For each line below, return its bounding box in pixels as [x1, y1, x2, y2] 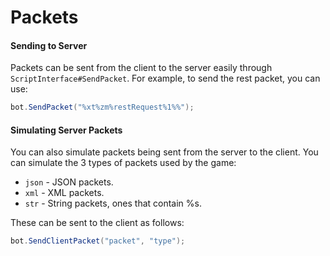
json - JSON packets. [24, 176, 114, 188]
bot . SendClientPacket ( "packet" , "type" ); [10, 236, 186, 246]
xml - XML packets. [24, 187, 105, 199]
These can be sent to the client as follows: [10, 217, 185, 229]
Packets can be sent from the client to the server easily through [10, 62, 273, 74]
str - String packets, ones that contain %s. [24, 197, 202, 210]
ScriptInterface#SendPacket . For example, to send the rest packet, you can [10, 72, 321, 85]
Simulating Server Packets [10, 124, 123, 136]
